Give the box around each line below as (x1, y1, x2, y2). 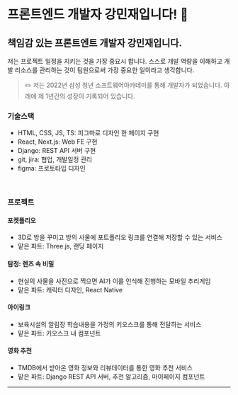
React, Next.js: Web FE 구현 (17, 137, 98, 146)
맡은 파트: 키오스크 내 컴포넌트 (17, 328, 101, 337)
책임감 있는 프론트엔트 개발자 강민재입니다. (7, 37, 182, 49)
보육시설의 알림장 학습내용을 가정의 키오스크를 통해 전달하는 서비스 (17, 320, 202, 328)
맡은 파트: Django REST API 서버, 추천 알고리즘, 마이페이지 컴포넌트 (17, 372, 205, 381)
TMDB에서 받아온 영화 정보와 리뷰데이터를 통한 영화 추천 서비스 (17, 364, 193, 372)
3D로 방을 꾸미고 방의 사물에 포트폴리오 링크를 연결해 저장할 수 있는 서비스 (17, 233, 223, 241)
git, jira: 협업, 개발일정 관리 (17, 155, 93, 164)
